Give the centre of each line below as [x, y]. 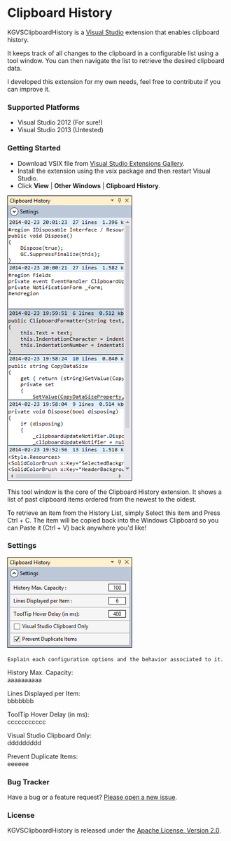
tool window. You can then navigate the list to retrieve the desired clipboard [116, 60]
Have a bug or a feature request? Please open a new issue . [92, 797]
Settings [22, 546]
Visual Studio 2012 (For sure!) [60, 122]
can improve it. [29, 89]
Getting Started [34, 148]
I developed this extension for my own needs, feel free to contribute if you [114, 81]
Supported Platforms [44, 107]
